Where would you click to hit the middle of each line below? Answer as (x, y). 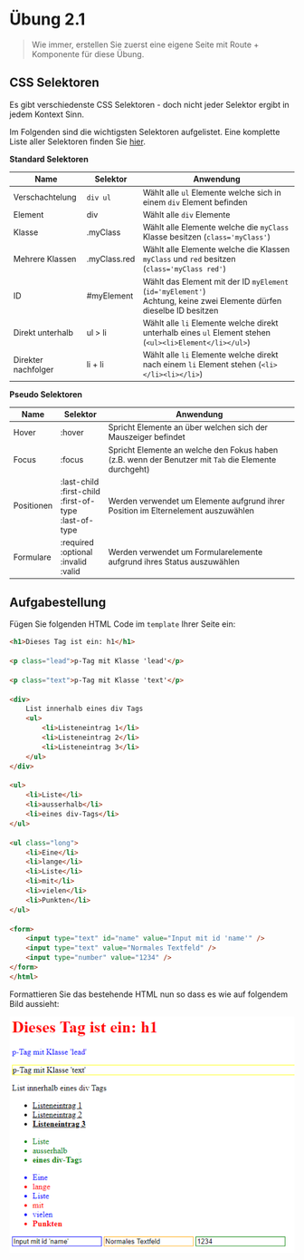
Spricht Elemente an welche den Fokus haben (193, 450)
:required (77, 542)
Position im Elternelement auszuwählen (181, 510)
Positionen (33, 506)
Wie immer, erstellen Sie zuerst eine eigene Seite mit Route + (145, 44)
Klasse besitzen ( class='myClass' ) (207, 237)
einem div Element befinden (195, 202)
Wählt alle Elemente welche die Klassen (216, 249)
